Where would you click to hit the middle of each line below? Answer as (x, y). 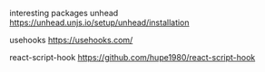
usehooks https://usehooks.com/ (71, 40)
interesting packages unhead (64, 13)
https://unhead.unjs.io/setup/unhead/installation (99, 22)
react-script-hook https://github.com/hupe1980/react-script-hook (132, 57)
